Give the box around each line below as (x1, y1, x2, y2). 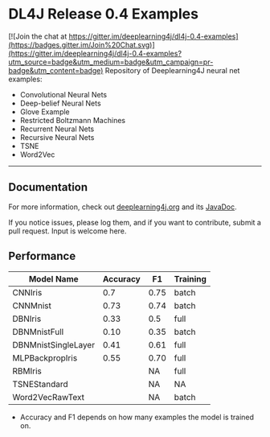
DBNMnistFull (12, 326, 64, 337)
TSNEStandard (12, 378, 68, 390)
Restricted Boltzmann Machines (19, 115, 126, 125)
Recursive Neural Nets (19, 132, 95, 142)
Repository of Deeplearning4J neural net (104, 65, 240, 75)
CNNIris (12, 287, 43, 298)
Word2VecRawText (12, 391, 84, 402)
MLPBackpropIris (12, 352, 78, 363)
